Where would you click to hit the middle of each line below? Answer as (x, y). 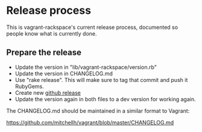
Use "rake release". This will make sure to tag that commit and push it (101, 80)
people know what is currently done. (52, 33)
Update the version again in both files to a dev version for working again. (105, 99)
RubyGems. (29, 86)
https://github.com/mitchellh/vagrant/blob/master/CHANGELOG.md (90, 122)
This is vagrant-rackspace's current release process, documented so (92, 27)
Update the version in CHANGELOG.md (64, 74)
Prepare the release (44, 53)
